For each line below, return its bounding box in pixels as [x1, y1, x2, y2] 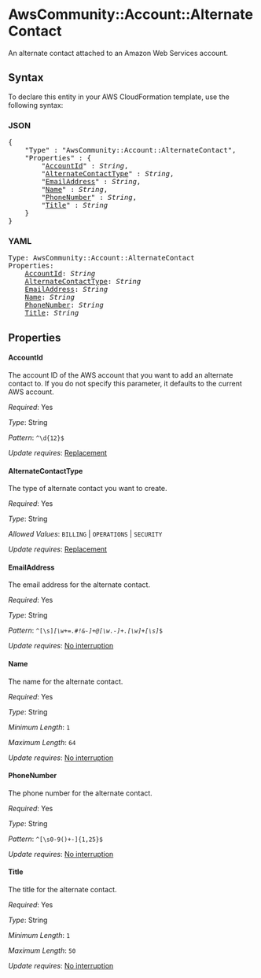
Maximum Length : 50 [8, 946, 76, 955]
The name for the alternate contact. [8, 677, 123, 686]
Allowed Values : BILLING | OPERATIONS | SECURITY [8, 530, 163, 539]
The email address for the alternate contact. [8, 580, 151, 589]
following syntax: [8, 100, 64, 109]
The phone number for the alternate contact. [8, 788, 153, 798]
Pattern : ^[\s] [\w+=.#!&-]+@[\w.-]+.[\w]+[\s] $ [8, 626, 164, 635]
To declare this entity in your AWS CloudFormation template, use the [8, 92, 230, 101]
